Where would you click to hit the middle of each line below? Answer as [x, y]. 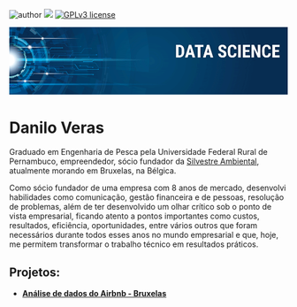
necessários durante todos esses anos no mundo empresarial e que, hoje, [144, 235]
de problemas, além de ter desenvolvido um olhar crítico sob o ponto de [141, 207]
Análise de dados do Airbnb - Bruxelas [94, 294]
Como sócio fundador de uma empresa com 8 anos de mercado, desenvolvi [148, 188]
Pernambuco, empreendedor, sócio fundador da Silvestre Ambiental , [134, 161]
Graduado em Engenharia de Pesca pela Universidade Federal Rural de [138, 152]
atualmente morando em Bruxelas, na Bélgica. [93, 171]
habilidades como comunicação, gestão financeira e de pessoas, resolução [147, 197]
